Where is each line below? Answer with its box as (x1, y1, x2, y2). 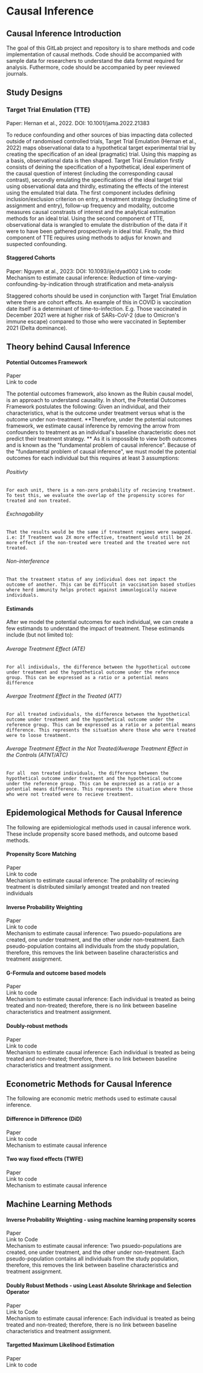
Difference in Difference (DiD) (6, 1115, 83, 1122)
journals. (6, 70, 28, 77)
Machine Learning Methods (6, 1199, 112, 1210)
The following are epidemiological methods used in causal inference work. (6, 823, 192, 831)
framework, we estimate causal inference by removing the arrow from (6, 422, 180, 430)
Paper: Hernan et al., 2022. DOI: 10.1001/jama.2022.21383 (6, 119, 150, 126)
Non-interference (6, 557, 50, 565)
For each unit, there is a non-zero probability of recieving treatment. (6, 487, 196, 493)
